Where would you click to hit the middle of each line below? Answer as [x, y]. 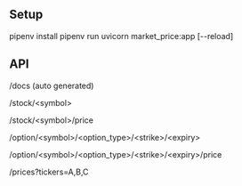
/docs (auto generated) [52, 85]
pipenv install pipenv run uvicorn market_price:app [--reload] [121, 36]
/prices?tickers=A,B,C [49, 172]
